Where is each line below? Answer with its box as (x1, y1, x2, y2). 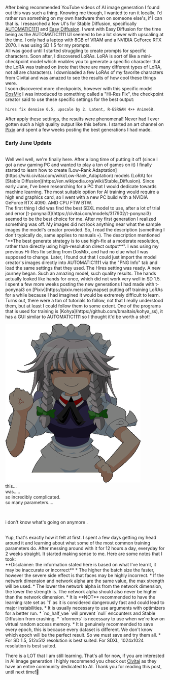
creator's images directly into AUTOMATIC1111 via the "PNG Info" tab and (5, 259, 158, 266)
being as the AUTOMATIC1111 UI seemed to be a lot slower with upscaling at (5, 32, 164, 37)
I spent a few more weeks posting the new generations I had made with (5, 281, 155, 287)
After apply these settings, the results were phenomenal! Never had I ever (5, 116, 160, 122)
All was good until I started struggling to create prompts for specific (5, 48, 147, 54)
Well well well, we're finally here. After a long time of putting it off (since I (5, 156, 158, 163)
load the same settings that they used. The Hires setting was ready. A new (5, 265, 161, 271)
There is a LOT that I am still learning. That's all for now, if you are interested (5, 652, 165, 659)
